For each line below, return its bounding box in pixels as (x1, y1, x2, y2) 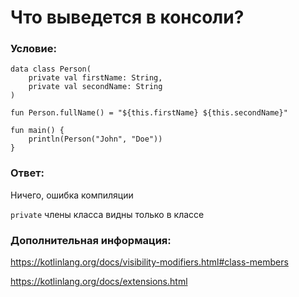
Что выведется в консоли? (10, 6, 245, 29)
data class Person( (10, 64, 92, 75)
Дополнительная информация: (10, 233, 172, 247)
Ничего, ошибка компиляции (10, 189, 134, 201)
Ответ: (10, 166, 45, 180)
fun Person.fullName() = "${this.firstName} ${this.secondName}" (10, 108, 288, 118)
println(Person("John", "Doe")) (28, 134, 163, 145)
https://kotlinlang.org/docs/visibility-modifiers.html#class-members (10, 256, 289, 268)
